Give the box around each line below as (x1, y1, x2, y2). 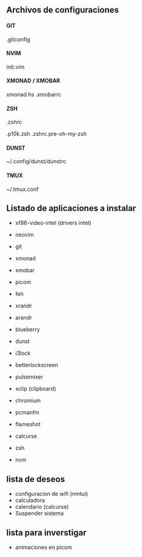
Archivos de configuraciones (6, 5, 119, 15)
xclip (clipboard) (15, 385, 57, 393)
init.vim (6, 63, 25, 70)
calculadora (15, 496, 45, 504)
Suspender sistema (15, 510, 64, 517)
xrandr (15, 302, 32, 309)
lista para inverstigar (6, 527, 87, 537)
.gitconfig (6, 35, 30, 43)
